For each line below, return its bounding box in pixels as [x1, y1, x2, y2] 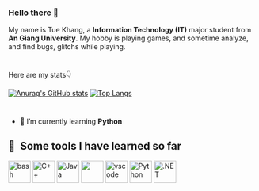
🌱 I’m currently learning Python [19, 117, 123, 126]
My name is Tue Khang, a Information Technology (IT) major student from [8, 25, 252, 35]
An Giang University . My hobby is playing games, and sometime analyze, [8, 33, 249, 43]
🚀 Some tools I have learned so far [8, 139, 182, 153]
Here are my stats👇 [8, 71, 72, 80]
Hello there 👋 [8, 7, 59, 18]
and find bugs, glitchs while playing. [8, 42, 126, 52]
